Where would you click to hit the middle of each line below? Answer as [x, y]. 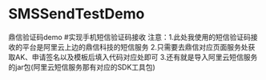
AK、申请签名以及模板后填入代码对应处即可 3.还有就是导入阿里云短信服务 [136, 57]
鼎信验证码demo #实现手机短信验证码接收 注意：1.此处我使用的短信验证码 [129, 37]
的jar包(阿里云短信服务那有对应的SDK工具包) [82, 67]
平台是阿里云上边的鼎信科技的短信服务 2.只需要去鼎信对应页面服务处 [135, 47]
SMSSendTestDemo [77, 14]
